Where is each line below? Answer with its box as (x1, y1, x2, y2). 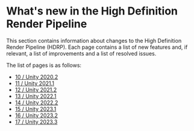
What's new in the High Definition (6, 4, 178, 18)
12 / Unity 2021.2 (14, 86, 57, 93)
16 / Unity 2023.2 (14, 112, 58, 119)
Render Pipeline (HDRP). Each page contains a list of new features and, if (6, 43, 188, 51)
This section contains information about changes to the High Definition (6, 37, 182, 44)
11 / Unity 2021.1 (14, 80, 54, 87)
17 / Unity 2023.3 (14, 118, 58, 125)
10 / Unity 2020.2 (14, 73, 58, 80)
